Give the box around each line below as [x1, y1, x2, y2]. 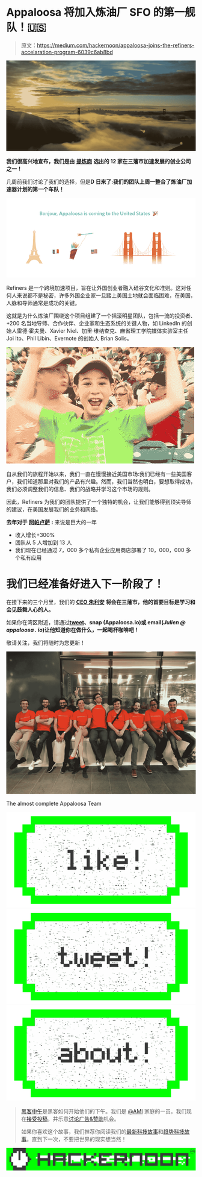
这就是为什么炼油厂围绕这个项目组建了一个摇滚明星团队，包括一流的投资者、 [6, 312, 196, 319]
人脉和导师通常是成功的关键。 [6, 300, 80, 307]
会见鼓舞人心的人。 [6, 606, 54, 614]
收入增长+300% [14, 532, 55, 539]
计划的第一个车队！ [16, 185, 64, 193]
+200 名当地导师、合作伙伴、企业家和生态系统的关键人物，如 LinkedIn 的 [6, 320, 188, 327]
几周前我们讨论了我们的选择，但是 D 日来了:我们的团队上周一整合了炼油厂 [6, 178, 188, 185]
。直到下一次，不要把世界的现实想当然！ [26, 1135, 127, 1143]
